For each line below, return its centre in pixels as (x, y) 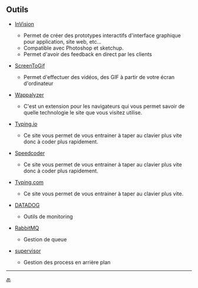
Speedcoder (30, 153)
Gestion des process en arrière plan (67, 262)
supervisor (28, 251)
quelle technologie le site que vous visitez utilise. (83, 112)
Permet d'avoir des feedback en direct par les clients (88, 54)
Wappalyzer (29, 94)
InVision (24, 24)
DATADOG (27, 205)
